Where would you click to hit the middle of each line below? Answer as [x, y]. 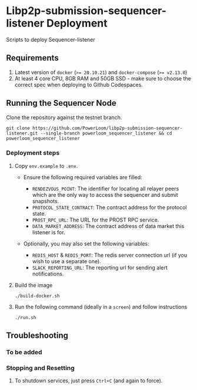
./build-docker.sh [37, 296]
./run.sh [25, 317]
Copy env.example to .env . [46, 166]
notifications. [48, 274]
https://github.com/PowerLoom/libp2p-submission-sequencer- [107, 128]
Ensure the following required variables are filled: [83, 177]
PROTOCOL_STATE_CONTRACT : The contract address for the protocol [109, 207]
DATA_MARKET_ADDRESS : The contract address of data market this [108, 226]
